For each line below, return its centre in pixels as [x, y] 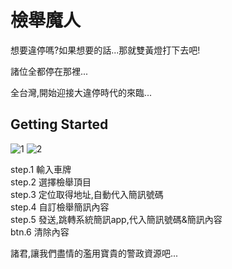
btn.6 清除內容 [40, 232]
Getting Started [59, 124]
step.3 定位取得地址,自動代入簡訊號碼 [87, 194]
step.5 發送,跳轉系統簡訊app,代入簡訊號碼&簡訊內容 [116, 219]
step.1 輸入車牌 [41, 169]
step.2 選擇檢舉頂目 [51, 182]
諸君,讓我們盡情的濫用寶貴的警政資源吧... [94, 253]
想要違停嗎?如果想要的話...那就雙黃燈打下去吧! [105, 50]
